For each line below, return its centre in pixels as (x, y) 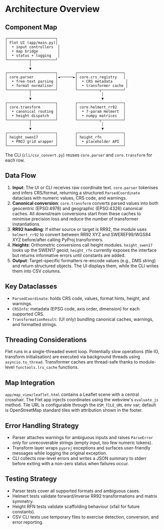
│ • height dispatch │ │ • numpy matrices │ (65, 116)
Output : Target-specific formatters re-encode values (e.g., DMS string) (84, 260)
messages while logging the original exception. (59, 453)
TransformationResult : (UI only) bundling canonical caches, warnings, (83, 319)
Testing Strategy (31, 479)
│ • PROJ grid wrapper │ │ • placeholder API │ (65, 141)
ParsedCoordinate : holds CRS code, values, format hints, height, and (81, 298)
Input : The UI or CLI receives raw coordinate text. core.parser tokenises (85, 187)
